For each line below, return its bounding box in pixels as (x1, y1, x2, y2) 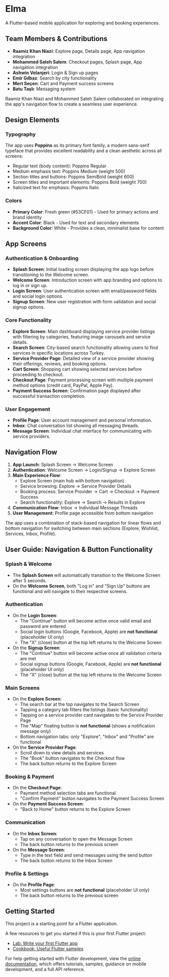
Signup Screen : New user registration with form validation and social (12, 299, 156, 305)
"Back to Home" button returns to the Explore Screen (20, 806, 131, 812)
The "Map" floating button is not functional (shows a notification (20, 723, 155, 729)
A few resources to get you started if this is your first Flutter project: (5, 930, 146, 936)
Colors (5, 197, 22, 204)
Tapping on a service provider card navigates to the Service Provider (20, 712, 163, 718)
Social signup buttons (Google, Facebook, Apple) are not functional (20, 660, 161, 667)
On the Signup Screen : (12, 645, 61, 651)
